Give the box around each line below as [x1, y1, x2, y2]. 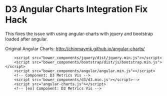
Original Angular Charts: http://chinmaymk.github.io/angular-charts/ [5, 45, 145, 51]
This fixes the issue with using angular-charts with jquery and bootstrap [5, 30, 153, 36]
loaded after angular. [5, 36, 48, 42]
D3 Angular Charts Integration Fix [5, 3, 148, 15]
